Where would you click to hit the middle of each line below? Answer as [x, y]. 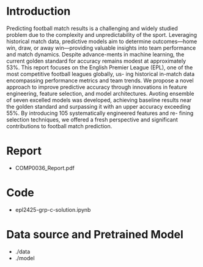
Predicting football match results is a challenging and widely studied [92, 28]
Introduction [39, 11]
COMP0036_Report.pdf [45, 168]
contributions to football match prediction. [59, 126]
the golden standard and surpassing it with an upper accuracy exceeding [98, 106]
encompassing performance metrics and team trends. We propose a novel [100, 80]
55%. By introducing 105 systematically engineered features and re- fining [100, 113]
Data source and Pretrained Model [95, 234]
